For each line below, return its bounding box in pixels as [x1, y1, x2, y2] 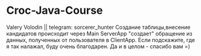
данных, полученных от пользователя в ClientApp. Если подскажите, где [6, 36, 196, 43]
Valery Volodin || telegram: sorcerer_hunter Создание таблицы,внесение [6, 23, 191, 31]
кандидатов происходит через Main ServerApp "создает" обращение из [6, 30, 192, 37]
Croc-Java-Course [6, 4, 103, 17]
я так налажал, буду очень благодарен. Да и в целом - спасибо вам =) [6, 43, 190, 50]
